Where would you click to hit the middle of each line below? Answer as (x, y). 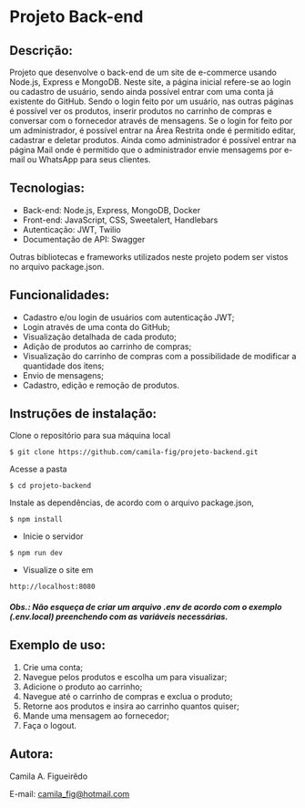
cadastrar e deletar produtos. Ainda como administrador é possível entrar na (153, 140)
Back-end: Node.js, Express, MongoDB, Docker (112, 210)
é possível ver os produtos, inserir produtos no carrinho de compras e (141, 111)
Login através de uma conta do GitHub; (96, 326)
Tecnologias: (47, 188)
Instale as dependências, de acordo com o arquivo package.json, (132, 502)
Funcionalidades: (60, 295)
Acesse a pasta (38, 469)
